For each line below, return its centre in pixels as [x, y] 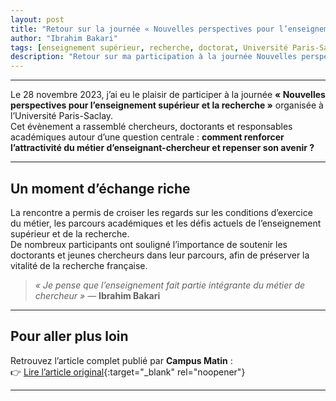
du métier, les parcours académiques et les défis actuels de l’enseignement [166, 223]
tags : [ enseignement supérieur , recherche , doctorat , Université [149, 47]
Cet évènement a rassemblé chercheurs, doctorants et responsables [151, 127]
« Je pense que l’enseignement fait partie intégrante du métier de [170, 285]
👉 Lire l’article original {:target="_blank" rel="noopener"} [128, 372]
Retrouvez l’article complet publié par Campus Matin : [121, 360]
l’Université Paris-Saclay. [62, 116]
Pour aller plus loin [69, 336]
